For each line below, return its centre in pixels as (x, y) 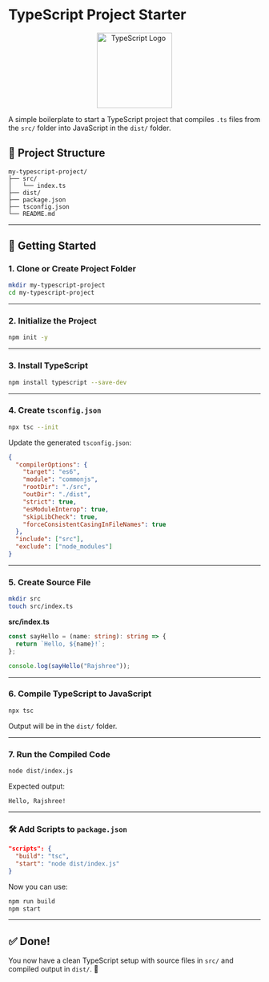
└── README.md (32, 214)
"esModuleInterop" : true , (66, 509)
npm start (25, 909)
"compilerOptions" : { (52, 465)
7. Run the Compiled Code (59, 754)
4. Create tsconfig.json (55, 410)
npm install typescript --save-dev (68, 382)
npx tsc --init (34, 427)
